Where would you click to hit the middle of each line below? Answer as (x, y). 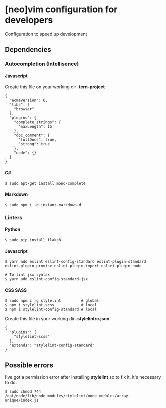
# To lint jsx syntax (28, 275)
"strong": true (34, 144)
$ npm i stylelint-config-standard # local (51, 310)
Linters (14, 217)
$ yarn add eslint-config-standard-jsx (47, 279)
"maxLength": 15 (35, 127)
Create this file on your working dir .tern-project (55, 87)
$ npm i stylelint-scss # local (51, 305)
